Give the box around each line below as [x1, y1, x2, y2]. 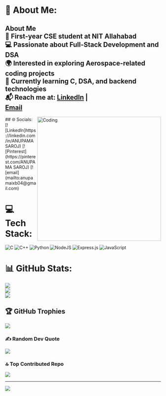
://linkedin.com [5, 132, 36, 138]
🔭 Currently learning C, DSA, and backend [5, 77, 137, 85]
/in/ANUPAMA [5, 138, 34, 143]
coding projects [5, 69, 55, 77]
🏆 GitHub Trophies [5, 307, 66, 316]
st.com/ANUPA [5, 159, 36, 165]
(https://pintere [5, 154, 36, 159]
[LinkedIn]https [5, 128, 36, 133]
